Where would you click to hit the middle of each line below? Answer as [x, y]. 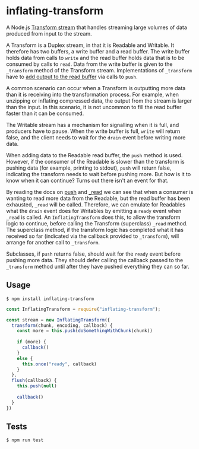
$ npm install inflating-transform [50, 299]
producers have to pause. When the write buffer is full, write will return [93, 131]
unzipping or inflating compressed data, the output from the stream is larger [99, 101]
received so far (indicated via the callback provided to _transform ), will [93, 236]
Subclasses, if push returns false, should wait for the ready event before [94, 254]
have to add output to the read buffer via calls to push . [72, 77]
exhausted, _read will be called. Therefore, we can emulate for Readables [96, 204]
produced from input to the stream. [49, 33]
